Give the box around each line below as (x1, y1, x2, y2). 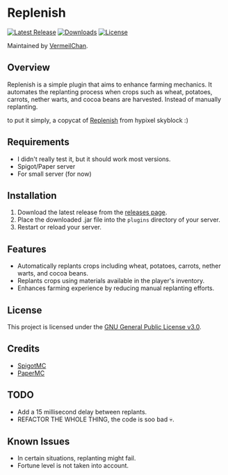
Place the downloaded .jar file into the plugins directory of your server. (17, 216, 221, 224)
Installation (7, 190, 57, 202)
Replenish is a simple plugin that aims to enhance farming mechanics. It (7, 80, 213, 89)
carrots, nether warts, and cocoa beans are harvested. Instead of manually (7, 95, 221, 103)
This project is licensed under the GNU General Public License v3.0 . (7, 323, 202, 331)
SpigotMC (17, 361, 47, 370)
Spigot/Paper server (17, 162, 76, 170)
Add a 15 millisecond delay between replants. (17, 407, 147, 416)
